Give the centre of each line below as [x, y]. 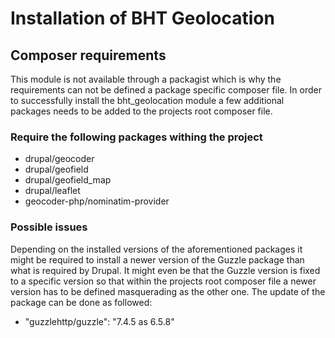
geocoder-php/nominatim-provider [97, 201]
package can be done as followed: [81, 302]
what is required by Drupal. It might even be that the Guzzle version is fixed [165, 270]
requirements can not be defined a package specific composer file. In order [166, 90]
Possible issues [49, 227]
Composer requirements [88, 55]
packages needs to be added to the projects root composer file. [141, 111]
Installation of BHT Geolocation [142, 18]
